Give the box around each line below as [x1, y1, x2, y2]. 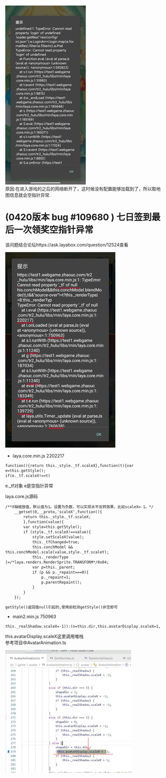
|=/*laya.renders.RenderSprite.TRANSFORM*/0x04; [5, 560, 109, 565]
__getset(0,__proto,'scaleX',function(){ [14, 509, 102, 514]
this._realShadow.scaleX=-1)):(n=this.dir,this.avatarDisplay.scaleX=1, [5, 624, 161, 629]
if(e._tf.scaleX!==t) [5, 473, 51, 478]
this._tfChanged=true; [32, 539, 80, 544]
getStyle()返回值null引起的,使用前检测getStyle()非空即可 [5, 604, 118, 609]
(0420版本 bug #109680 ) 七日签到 [5, 212, 152, 223]
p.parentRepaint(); [41, 580, 82, 585]
